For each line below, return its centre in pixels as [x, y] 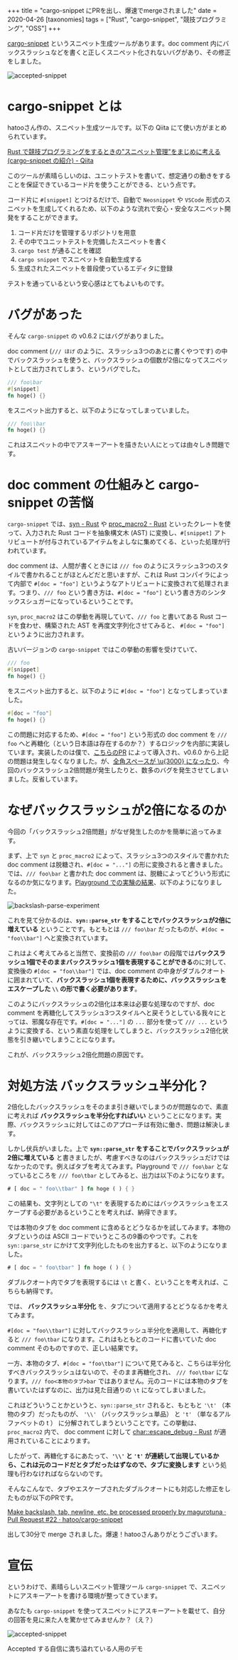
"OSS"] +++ [43, 28]
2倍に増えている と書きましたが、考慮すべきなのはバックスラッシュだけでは [119, 1158]
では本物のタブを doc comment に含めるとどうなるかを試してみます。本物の [119, 1228]
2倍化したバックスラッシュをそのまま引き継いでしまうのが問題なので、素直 [118, 1107]
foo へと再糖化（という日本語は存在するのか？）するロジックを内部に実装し [119, 743]
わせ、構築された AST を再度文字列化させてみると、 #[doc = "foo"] [125, 626]
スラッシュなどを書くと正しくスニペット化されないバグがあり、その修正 [125, 52]
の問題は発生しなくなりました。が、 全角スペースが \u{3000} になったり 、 [115, 761]
